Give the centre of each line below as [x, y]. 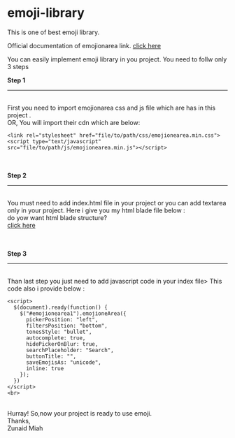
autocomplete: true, [56, 338]
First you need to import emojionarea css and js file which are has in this [111, 108]
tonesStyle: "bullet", [59, 332]
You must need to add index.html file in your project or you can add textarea [117, 203]
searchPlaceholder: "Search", [70, 350]
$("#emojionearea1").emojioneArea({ [73, 313]
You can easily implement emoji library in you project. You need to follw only [117, 59]
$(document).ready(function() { [61, 307]
